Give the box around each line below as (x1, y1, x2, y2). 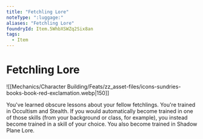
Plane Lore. (6, 126, 35, 134)
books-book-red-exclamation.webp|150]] (6, 89, 110, 97)
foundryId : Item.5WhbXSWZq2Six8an (6, 25, 94, 32)
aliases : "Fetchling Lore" (6, 20, 75, 26)
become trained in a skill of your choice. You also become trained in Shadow (6, 120, 198, 128)
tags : (6, 31, 20, 37)
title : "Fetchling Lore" (6, 8, 69, 15)
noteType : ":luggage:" (6, 15, 64, 21)
